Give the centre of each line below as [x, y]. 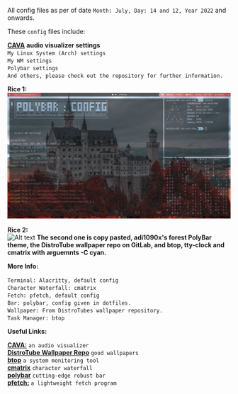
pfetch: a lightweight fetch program [62, 383]
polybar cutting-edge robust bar [57, 375]
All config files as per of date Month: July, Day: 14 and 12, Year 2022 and [117, 10]
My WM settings [30, 61]
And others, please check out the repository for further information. [115, 76]
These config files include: [46, 32]
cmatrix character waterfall [50, 367]
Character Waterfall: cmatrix [52, 288]
